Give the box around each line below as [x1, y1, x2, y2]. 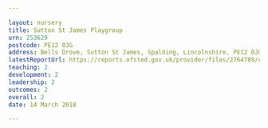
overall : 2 [8, 93, 45, 101]
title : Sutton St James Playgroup [8, 26, 124, 34]
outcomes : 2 [8, 86, 48, 94]
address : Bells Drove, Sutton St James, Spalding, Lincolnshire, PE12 [8, 49, 248, 57]
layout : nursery [8, 18, 62, 26]
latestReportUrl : [8, 56, 66, 64]
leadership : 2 [8, 78, 56, 86]
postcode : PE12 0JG [8, 41, 73, 49]
